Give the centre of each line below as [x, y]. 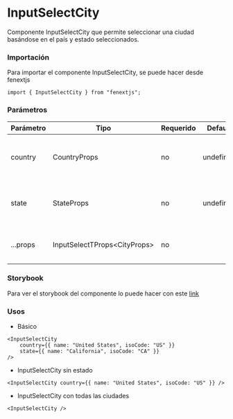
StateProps [70, 203]
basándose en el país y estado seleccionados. [73, 39]
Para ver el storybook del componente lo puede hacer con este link [103, 293]
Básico [27, 327]
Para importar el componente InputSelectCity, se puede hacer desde [105, 72]
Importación [28, 57]
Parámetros [27, 110]
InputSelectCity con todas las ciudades [73, 396]
